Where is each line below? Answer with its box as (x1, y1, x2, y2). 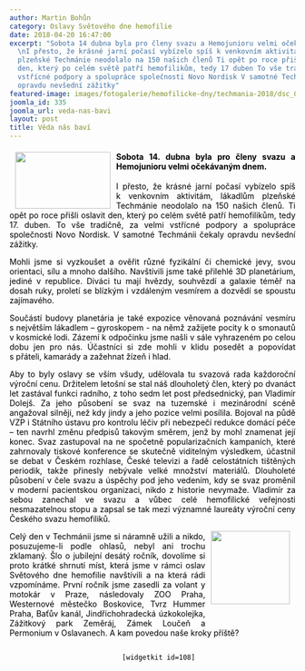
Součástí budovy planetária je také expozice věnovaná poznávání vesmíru (9, 312, 296, 323)
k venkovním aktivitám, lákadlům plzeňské (116, 191, 296, 202)
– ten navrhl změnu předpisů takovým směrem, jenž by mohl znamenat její (9, 427, 296, 438)
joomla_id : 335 (9, 97, 67, 107)
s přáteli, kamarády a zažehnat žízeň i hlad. (9, 351, 172, 362)
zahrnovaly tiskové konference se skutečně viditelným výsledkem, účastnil (9, 446, 296, 457)
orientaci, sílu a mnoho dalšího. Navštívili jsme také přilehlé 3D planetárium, (9, 266, 296, 277)
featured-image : (9, 89, 71, 98)
